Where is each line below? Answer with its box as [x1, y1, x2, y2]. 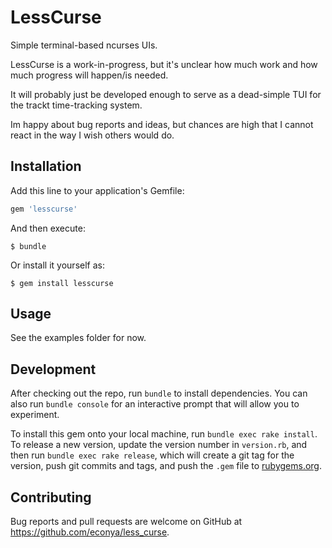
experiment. [10, 409, 60, 421]
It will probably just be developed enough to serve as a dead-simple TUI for [10, 88, 322, 100]
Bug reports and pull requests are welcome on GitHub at [10, 516, 243, 528]
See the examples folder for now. [10, 332, 147, 344]
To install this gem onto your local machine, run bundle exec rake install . [10, 428, 318, 440]
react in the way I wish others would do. [10, 129, 175, 141]
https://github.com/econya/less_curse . [10, 526, 170, 538]
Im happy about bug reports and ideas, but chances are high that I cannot [10, 118, 314, 130]
